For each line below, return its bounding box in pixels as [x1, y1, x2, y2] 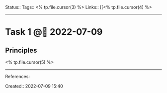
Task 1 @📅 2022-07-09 [5, 26, 103, 38]
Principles [5, 46, 37, 54]
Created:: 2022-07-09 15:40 [5, 83, 63, 89]
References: [5, 74, 30, 79]
